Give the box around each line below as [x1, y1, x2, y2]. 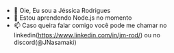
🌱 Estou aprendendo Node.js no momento [13, 14, 132, 22]
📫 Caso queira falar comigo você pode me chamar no [13, 21, 167, 29]
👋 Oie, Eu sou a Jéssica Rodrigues [13, 7, 111, 14]
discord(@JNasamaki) [13, 38, 77, 46]
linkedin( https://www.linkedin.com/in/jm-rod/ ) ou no [13, 31, 161, 39]
